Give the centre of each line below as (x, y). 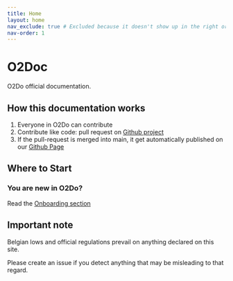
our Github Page (41, 147)
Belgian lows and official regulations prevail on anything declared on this (111, 242)
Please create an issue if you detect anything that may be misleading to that (115, 262)
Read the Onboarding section (49, 203)
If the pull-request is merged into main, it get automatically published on (120, 139)
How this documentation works (76, 108)
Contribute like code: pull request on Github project (90, 132)
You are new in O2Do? (45, 188)
